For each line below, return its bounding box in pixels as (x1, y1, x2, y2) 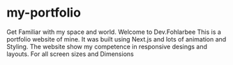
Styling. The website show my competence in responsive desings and (6, 42, 207, 50)
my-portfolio (6, 5, 82, 21)
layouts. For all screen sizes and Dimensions (6, 50, 134, 58)
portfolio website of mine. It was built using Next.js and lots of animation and (6, 35, 227, 43)
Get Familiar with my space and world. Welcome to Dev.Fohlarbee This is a (6, 28, 221, 36)
